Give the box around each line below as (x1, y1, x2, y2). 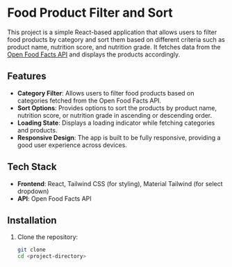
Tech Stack (7, 161, 57, 173)
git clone (17, 246, 47, 254)
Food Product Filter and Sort (7, 5, 174, 21)
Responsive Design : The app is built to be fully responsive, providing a (17, 133, 221, 142)
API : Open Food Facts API (17, 194, 92, 203)
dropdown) (17, 187, 49, 195)
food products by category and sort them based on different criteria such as (7, 35, 226, 43)
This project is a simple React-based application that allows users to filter (7, 28, 217, 36)
